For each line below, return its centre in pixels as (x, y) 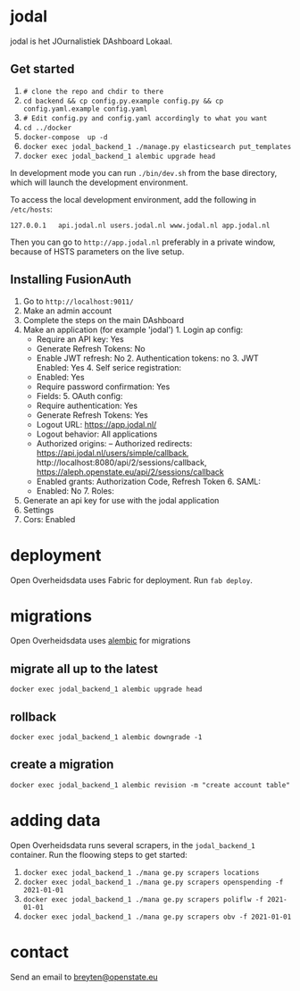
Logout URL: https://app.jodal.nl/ (96, 424)
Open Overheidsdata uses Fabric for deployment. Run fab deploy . (131, 580)
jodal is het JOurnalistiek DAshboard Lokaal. (92, 41)
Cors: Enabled (49, 519)
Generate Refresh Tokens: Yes (92, 415)
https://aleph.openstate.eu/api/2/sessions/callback (130, 471)
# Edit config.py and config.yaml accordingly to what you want (145, 118)
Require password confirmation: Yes (103, 387)
